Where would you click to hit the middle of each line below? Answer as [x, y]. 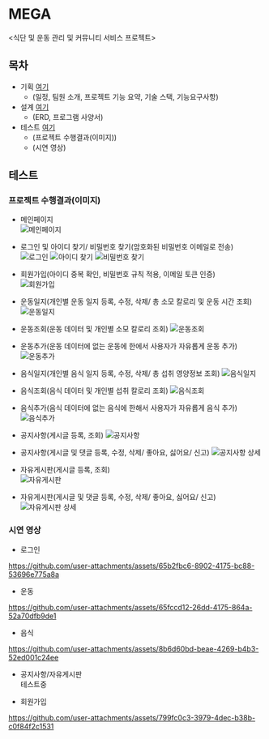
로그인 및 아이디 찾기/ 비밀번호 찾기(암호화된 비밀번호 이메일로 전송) [127, 247]
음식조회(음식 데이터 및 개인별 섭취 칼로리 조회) [94, 391]
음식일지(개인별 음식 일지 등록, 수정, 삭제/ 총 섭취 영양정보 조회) [120, 374]
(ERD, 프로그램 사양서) [68, 117]
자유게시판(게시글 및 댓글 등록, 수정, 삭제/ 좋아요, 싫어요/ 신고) [118, 497]
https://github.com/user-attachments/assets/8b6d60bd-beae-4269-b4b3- [134, 648]
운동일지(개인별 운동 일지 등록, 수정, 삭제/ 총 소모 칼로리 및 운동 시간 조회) [136, 301]
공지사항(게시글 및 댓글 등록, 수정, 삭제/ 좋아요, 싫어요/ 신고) [115, 453]
